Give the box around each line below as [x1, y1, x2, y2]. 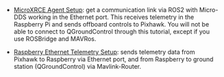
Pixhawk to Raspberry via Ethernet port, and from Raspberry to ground [13, 55, 214, 63]
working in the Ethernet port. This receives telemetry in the [27, 13, 195, 21]
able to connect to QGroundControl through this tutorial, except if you [13, 27, 210, 35]
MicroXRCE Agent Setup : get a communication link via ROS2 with [13, 6, 198, 14]
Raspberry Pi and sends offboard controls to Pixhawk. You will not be [13, 20, 210, 28]
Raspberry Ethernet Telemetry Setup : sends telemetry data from [13, 48, 195, 56]
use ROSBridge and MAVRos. [13, 35, 97, 43]
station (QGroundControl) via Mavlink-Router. [13, 63, 142, 70]
